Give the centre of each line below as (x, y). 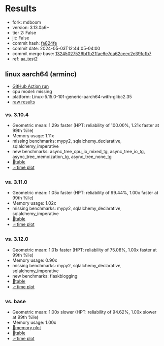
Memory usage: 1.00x (34, 322)
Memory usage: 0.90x (35, 260)
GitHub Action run (31, 86)
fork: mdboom (27, 22)
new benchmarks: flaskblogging (45, 276)
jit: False (21, 38)
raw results (24, 102)
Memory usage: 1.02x (34, 203)
